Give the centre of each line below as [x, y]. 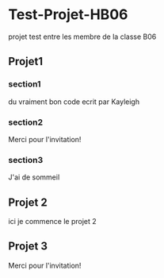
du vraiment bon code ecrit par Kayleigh [74, 102]
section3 [26, 160]
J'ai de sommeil [34, 177]
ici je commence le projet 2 [52, 222]
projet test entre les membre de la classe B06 [82, 37]
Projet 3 [28, 247]
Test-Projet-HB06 [68, 15]
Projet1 [26, 62]
